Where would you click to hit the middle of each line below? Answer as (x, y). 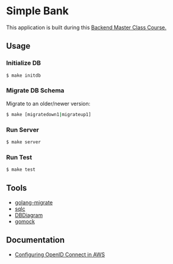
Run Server (23, 130)
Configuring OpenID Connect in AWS (60, 254)
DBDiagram (29, 215)
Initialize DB (24, 63)
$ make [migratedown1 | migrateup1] (49, 114)
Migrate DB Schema (35, 90)
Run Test (19, 157)
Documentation (36, 240)
